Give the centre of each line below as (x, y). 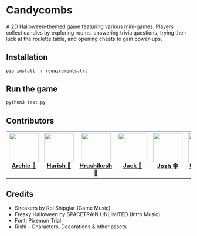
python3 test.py (26, 102)
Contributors (30, 121)
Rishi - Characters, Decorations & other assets (71, 227)
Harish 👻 (59, 166)
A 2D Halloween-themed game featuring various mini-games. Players (90, 26)
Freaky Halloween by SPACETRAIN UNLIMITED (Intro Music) (87, 214)
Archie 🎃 (24, 166)
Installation (27, 57)
